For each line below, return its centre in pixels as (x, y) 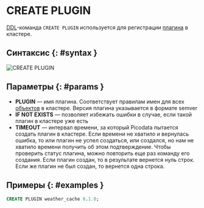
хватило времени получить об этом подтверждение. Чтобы (93, 147)
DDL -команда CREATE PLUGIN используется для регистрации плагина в (97, 27)
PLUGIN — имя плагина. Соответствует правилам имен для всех (100, 102)
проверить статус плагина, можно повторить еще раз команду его (102, 153)
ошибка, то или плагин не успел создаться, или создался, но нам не (104, 140)
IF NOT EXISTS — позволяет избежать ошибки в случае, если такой (104, 114)
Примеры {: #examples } (55, 185)
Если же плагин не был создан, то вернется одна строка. (90, 166)
